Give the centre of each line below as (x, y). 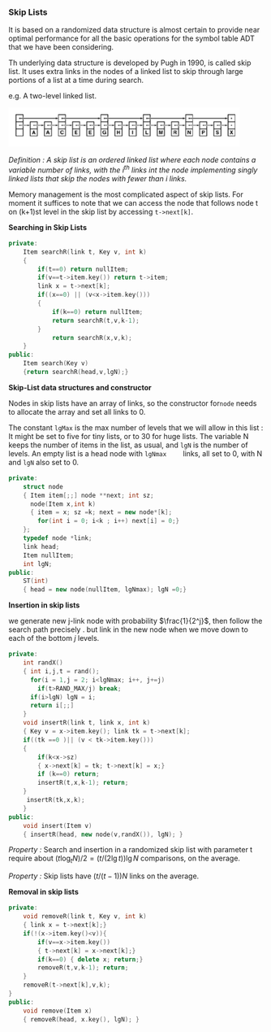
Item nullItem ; (49, 555)
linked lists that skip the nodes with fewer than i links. (98, 178)
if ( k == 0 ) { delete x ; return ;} (90, 959)
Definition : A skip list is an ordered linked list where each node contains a (132, 160)
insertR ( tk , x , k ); (56, 800)
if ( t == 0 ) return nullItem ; (83, 269)
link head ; (41, 546)
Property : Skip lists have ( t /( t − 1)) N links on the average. (104, 876)
